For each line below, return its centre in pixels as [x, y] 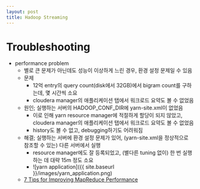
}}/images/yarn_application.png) [72, 173]
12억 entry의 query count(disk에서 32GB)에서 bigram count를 [107, 86]
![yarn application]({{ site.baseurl [73, 167]
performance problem [42, 63]
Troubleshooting [48, 47]
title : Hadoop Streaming [37, 17]
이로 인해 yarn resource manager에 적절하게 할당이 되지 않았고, [108, 115]
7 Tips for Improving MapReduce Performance [81, 179]
